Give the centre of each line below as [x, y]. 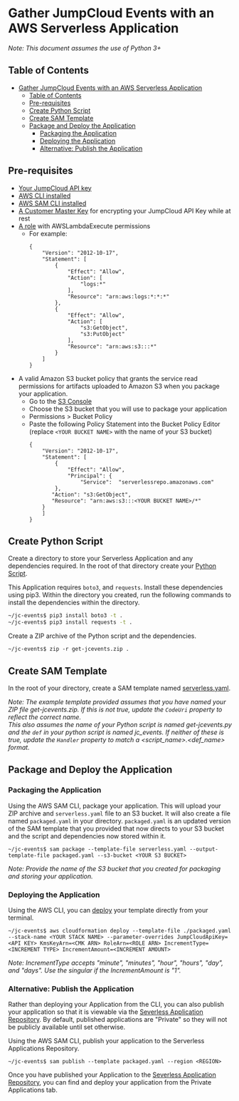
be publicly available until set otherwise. [67, 1027]
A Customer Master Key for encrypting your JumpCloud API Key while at [124, 210]
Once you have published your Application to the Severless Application [112, 1075]
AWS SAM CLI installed [52, 203]
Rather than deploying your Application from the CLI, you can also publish [116, 1005]
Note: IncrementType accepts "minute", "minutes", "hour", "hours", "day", [116, 963]
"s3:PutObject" [102, 334]
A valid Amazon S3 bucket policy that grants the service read [108, 378]
